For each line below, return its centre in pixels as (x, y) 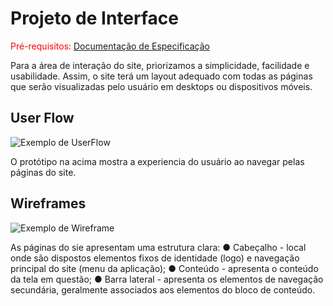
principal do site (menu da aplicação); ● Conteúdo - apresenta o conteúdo (164, 268)
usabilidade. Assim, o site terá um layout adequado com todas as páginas (161, 76)
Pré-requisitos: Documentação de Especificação (110, 46)
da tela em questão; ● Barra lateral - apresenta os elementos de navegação (167, 279)
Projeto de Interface (94, 18)
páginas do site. (43, 172)
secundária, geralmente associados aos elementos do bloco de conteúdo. (163, 289)
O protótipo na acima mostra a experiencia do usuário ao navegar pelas (157, 161)
